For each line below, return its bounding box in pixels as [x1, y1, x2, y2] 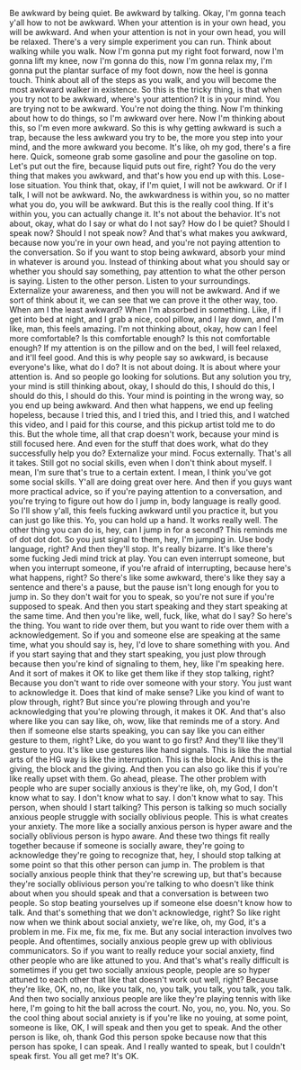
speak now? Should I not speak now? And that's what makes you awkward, [9, 228, 288, 238]
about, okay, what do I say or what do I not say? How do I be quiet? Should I [9, 218, 290, 229]
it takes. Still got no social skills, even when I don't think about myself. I [9, 458, 272, 467]
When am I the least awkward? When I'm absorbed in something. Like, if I [9, 304, 281, 314]
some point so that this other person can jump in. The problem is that [9, 859, 265, 870]
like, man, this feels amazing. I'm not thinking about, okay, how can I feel [9, 323, 278, 334]
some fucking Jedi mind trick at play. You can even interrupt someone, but [9, 553, 286, 564]
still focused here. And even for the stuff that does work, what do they [9, 439, 269, 449]
